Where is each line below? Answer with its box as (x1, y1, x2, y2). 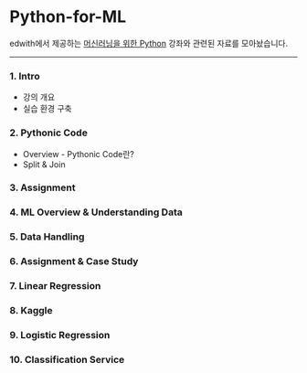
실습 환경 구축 (22, 103, 72, 114)
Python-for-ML (9, 6, 127, 27)
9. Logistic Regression (9, 328, 111, 341)
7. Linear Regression (9, 280, 101, 293)
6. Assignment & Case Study (9, 255, 139, 268)
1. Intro (9, 69, 40, 82)
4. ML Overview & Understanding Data (9, 206, 183, 218)
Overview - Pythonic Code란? (22, 148, 134, 159)
